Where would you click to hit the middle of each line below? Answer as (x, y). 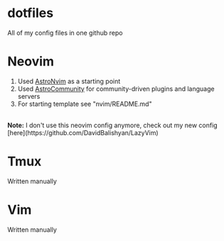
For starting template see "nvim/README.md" (85, 104)
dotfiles (31, 13)
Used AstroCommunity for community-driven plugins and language (116, 89)
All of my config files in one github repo (65, 33)
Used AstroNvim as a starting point (69, 81)
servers (29, 96)
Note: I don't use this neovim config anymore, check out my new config (113, 125)
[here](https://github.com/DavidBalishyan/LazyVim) (83, 132)
